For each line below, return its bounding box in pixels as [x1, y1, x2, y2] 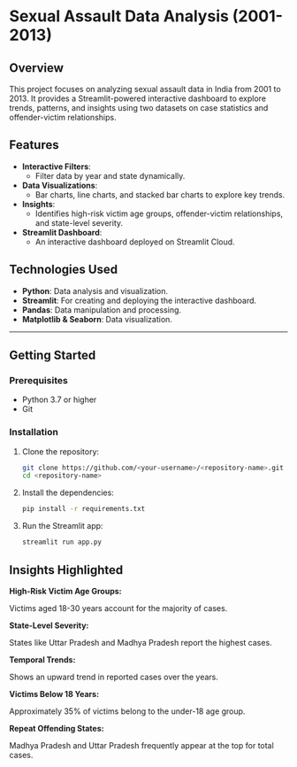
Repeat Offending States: [9, 723, 104, 733]
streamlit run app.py [21, 538, 102, 546]
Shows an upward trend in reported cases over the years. [9, 671, 219, 682]
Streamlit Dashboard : [21, 227, 103, 237]
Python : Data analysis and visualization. [21, 285, 169, 296]
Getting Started [9, 348, 96, 363]
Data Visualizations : [21, 180, 98, 190]
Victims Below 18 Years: [9, 688, 100, 699]
